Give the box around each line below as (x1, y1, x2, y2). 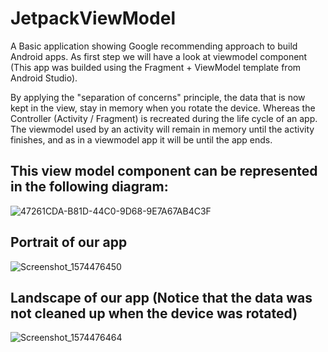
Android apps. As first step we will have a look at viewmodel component (10, 50, 308, 62)
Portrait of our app (10, 234, 128, 251)
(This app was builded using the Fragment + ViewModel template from (10, 61, 302, 73)
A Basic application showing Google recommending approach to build (10, 40, 298, 52)
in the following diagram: (10, 178, 169, 196)
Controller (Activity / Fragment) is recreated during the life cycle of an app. (10, 112, 318, 124)
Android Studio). (10, 72, 78, 84)
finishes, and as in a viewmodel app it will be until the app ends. (10, 133, 273, 146)
